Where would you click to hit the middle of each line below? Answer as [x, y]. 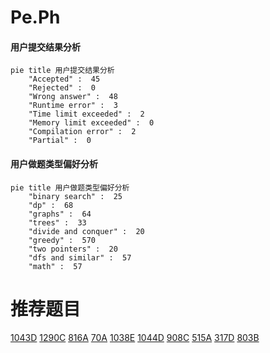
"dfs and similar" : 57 [80, 257]
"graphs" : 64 [60, 214]
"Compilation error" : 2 [82, 132]
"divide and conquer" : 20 [86, 231]
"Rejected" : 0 [62, 88]
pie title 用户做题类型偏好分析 [70, 187]
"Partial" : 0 [60, 141]
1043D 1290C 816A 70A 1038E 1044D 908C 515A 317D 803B [135, 337]
